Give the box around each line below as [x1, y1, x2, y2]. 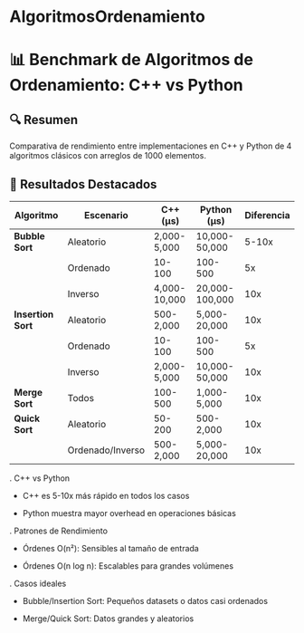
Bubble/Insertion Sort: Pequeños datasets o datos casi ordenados [22, 596, 269, 606]
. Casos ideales [9, 578, 67, 589]
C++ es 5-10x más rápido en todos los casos [22, 491, 190, 501]
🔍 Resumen [9, 111, 79, 128]
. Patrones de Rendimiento [9, 525, 109, 536]
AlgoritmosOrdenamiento [9, 6, 205, 27]
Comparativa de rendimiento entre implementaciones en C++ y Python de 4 [9, 140, 292, 151]
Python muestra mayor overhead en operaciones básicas [22, 508, 237, 518]
